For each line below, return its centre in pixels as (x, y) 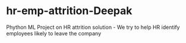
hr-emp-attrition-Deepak (69, 11)
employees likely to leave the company (54, 33)
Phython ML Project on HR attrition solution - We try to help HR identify (93, 27)
